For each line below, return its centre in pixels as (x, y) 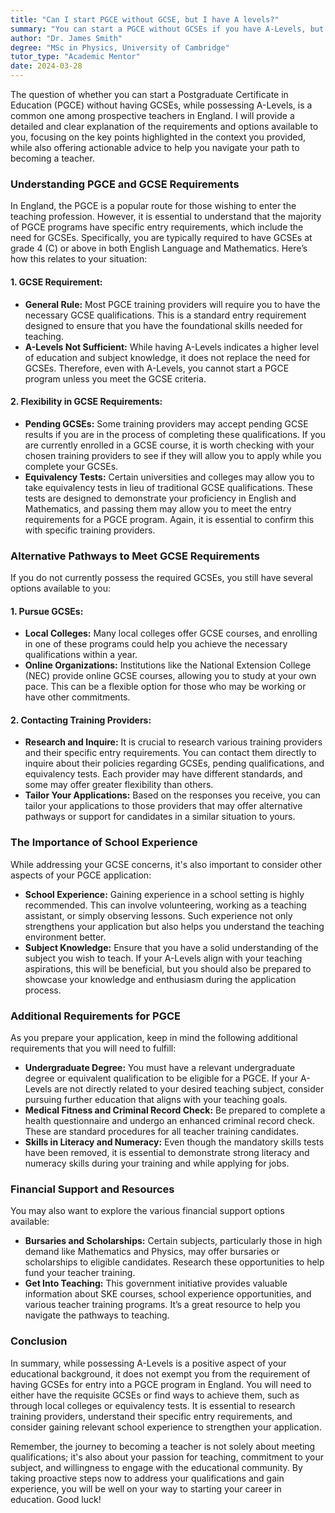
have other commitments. (77, 697)
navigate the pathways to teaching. (97, 1315)
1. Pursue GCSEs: (47, 611)
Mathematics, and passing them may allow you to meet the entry (158, 508)
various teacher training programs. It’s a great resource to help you (162, 1305)
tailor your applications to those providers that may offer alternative (163, 806)
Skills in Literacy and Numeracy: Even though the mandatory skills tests (174, 1142)
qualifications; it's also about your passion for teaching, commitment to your (167, 1457)
